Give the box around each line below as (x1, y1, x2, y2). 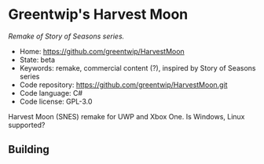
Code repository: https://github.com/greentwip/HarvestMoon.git (19, 80, 228, 89)
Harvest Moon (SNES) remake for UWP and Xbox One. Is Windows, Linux (8, 111, 245, 121)
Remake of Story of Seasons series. (8, 31, 125, 41)
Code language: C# (19, 88, 83, 97)
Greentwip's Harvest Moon (8, 5, 189, 24)
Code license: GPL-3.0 (19, 97, 93, 106)
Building (8, 143, 49, 156)
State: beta (19, 55, 56, 64)
